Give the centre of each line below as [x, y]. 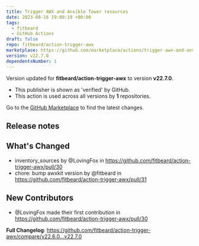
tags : [13, 23]
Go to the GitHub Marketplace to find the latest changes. [75, 107]
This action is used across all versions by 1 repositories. [83, 96]
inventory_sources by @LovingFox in [60, 160]
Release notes [33, 126]
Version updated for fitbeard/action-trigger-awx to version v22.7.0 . [90, 78]
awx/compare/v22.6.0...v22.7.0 [44, 236]
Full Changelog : [26, 230]
